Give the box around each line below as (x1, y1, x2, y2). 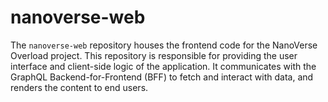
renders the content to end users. (10, 81, 149, 93)
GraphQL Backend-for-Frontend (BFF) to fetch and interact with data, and (10, 71, 314, 83)
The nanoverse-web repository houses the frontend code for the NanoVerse (10, 39, 318, 51)
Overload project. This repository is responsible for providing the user (10, 49, 298, 61)
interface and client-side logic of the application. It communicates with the (10, 60, 317, 72)
